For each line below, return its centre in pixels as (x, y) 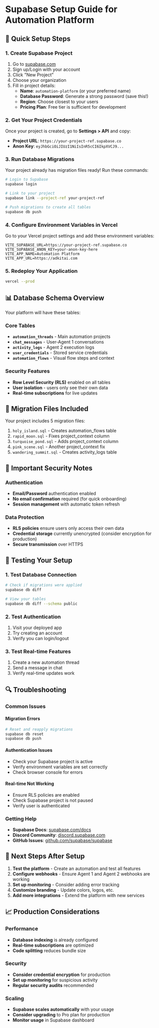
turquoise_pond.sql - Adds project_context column (65, 442)
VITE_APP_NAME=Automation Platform (43, 254)
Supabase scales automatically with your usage (63, 1009)
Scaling (15, 998)
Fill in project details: (34, 85)
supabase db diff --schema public (42, 604)
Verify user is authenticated (41, 805)
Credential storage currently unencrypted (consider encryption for (82, 533)
